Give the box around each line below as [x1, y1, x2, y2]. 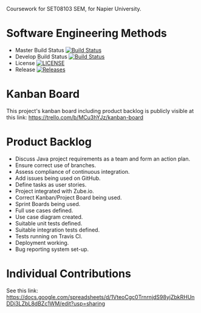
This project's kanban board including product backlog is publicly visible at [6, 107, 194, 114]
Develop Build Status [15, 53, 68, 60]
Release [15, 66, 35, 73]
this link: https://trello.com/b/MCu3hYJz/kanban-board [6, 114, 144, 121]
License [15, 59, 35, 66]
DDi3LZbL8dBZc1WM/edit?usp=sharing [6, 300, 105, 307]
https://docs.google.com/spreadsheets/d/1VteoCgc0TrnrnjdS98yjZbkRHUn [6, 293, 195, 300]
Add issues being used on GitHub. [15, 174, 101, 182]
